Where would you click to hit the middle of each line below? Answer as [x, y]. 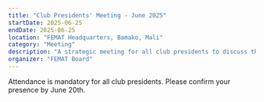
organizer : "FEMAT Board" [50, 60]
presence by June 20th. [47, 89]
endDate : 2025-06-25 [42, 30]
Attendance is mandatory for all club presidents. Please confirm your [119, 81]
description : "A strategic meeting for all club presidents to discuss [128, 52]
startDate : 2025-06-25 [45, 23]
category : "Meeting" [42, 45]
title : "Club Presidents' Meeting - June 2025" [88, 15]
